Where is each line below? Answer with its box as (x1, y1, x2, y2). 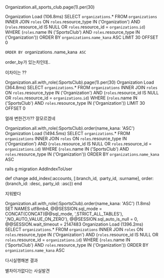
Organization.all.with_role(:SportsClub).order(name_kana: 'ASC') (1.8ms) (5, 201, 151, 206)
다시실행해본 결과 (5, 257, 38, 263)
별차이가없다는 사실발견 (5, 268, 50, 274)
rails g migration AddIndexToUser (5, 166, 72, 172)
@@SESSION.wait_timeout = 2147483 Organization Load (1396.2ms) (5, 221, 143, 227)
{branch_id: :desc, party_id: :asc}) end (5, 181, 82, 186)
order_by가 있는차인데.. (5, 59, 50, 65)
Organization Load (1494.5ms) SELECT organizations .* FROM (5, 131, 131, 136)
